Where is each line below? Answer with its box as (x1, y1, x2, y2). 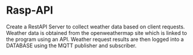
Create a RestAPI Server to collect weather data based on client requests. (6, 23, 185, 30)
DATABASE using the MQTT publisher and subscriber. (6, 42, 137, 49)
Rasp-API (6, 4, 53, 17)
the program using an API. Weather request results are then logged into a (6, 35, 184, 43)
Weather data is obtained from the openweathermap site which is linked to (6, 29, 187, 36)
